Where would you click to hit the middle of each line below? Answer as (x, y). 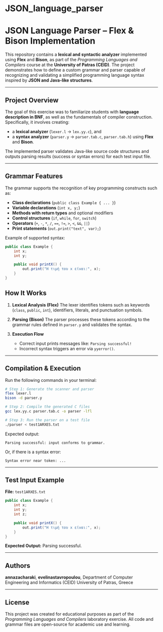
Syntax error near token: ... (36, 461)
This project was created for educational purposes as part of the (70, 614)
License (17, 602)
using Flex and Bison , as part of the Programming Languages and (71, 60)
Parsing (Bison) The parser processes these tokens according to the (81, 319)
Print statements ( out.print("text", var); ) (56, 228)
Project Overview (32, 100)
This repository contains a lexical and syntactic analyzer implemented (76, 54)
